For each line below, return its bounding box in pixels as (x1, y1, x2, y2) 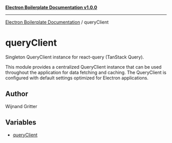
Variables (5, 118, 37, 127)
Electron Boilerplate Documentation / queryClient (5, 19, 109, 25)
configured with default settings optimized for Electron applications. (5, 74, 148, 81)
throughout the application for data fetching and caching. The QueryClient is (5, 69, 166, 75)
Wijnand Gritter (5, 103, 37, 109)
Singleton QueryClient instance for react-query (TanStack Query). (5, 54, 144, 60)
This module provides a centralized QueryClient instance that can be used (5, 64, 162, 70)
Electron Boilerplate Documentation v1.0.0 (5, 5, 97, 10)
